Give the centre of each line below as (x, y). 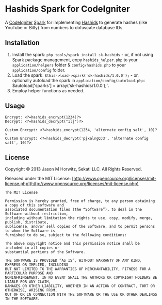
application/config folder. (39, 70)
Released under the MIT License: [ (39, 179)
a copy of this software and (34, 205)
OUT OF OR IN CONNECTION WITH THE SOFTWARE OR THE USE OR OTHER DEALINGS (81, 295)
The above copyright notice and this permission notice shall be (72, 244)
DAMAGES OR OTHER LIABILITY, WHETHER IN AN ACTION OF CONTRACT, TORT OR (80, 286)
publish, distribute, (27, 222)
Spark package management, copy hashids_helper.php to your (75, 60)
